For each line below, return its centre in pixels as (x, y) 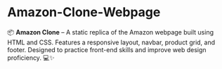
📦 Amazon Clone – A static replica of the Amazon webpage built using (111, 32)
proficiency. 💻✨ (31, 58)
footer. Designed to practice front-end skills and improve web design (107, 49)
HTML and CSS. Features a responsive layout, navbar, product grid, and (111, 42)
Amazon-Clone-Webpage (84, 12)
